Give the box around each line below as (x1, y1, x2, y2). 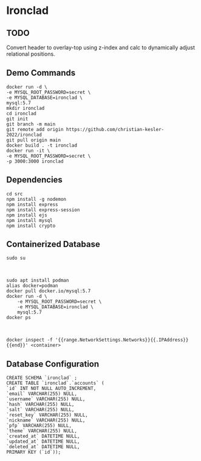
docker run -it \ (6, 147, 50, 153)
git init (6, 116, 29, 122)
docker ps (6, 315, 32, 321)
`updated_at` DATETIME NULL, (6, 439, 80, 445)
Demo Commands (6, 68, 76, 78)
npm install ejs (6, 212, 47, 218)
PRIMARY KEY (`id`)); (6, 449, 61, 456)
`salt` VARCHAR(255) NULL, (6, 407, 75, 413)
